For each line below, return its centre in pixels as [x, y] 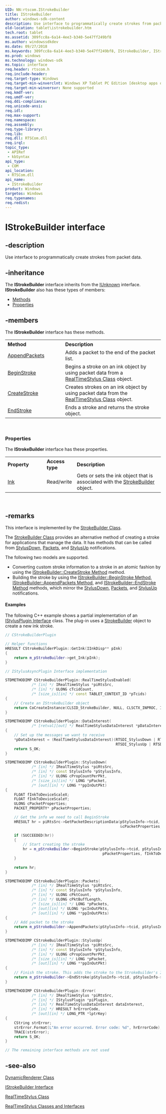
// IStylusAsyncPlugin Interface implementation [56, 671]
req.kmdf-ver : [20, 92]
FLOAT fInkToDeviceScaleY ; [42, 799]
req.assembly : [20, 125]
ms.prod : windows [23, 56]
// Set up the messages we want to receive [60, 735]
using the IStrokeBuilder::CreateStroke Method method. [69, 572]
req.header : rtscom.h [27, 70]
